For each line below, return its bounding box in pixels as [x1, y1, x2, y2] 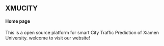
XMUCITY [5, 4, 38, 13]
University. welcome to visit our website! [5, 35, 91, 41]
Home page [5, 18, 31, 24]
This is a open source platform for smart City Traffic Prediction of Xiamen [5, 29, 159, 35]
